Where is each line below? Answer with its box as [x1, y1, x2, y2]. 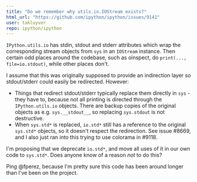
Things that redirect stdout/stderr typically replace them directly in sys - [14, 90, 190, 97]
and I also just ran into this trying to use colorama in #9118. [14, 134, 158, 141]
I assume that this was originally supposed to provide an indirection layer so [6, 72, 191, 79]
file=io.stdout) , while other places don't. [6, 60, 109, 68]
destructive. [14, 115, 44, 122]
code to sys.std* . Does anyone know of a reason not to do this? [6, 152, 163, 159]
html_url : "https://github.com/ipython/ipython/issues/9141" [6, 14, 160, 20]
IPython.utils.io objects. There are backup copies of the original [14, 102, 176, 110]
